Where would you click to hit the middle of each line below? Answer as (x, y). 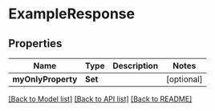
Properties (35, 44)
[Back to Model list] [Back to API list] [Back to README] (100, 99)
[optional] (184, 79)
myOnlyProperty (45, 79)
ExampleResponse (71, 14)
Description (135, 66)
